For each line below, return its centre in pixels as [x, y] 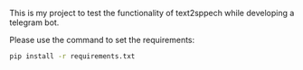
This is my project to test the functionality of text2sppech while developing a [152, 13]
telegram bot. [34, 22]
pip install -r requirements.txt [72, 57]
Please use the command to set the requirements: [102, 40]
